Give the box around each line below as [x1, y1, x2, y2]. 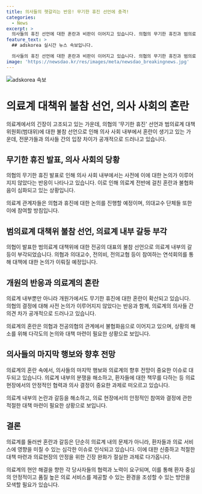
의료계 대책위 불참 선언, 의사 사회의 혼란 [6, 99, 189, 113]
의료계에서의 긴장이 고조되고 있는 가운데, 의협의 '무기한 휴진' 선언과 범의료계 [6, 120, 185, 127]
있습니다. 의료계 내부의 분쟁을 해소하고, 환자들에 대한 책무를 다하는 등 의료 [22, 374, 195, 381]
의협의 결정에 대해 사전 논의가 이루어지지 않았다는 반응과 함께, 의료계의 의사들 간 [6, 302, 194, 310]
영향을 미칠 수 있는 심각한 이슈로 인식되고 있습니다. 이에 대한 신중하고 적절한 [17, 445, 195, 453]
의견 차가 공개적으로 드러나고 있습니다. [6, 310, 96, 317]
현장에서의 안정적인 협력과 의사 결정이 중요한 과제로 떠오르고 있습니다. [6, 381, 170, 388]
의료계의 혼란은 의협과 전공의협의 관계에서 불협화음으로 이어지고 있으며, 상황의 [6, 323, 189, 329]
